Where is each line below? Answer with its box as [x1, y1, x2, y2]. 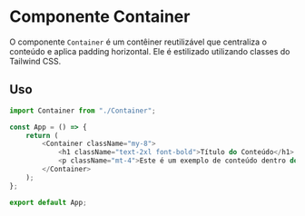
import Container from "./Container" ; [9, 106, 156, 115]
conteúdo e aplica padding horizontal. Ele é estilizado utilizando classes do [9, 45, 290, 56]
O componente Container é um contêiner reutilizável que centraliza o [9, 36, 268, 47]
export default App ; [9, 198, 88, 207]
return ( [25, 131, 59, 140]
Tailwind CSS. [9, 55, 62, 66]
